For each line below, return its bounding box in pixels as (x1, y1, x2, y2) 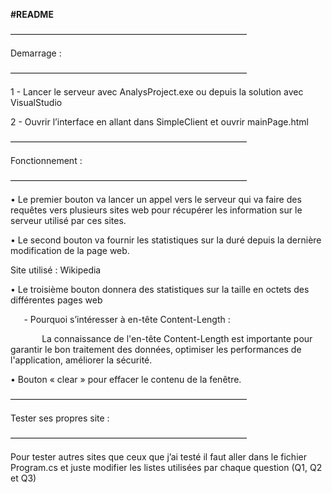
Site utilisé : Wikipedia (10, 264, 102, 276)
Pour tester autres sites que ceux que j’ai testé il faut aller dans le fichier (10, 451, 307, 463)
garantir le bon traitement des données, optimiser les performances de (10, 344, 302, 355)
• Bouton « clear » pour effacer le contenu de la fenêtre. (10, 374, 242, 385)
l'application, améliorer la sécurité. (10, 354, 153, 366)
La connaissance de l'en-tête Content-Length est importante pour (41, 333, 313, 344)
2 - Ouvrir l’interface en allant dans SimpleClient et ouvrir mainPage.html (10, 116, 309, 128)
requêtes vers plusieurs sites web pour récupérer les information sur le (10, 204, 303, 216)
